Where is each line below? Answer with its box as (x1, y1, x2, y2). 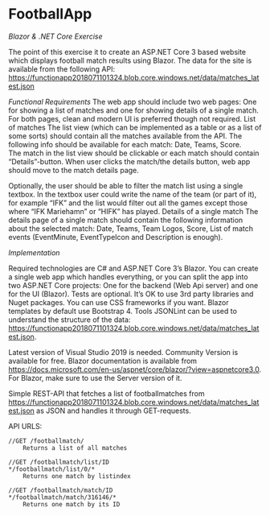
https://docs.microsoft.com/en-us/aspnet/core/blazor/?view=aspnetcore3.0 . (8, 364, 262, 374)
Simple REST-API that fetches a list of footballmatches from (8, 388, 205, 398)
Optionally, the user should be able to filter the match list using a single (8, 180, 243, 190)
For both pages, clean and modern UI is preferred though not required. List (8, 114, 256, 123)
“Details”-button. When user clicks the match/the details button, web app (8, 156, 251, 166)
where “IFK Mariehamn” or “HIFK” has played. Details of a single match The (8, 206, 259, 216)
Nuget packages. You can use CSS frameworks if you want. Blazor (8, 297, 229, 307)
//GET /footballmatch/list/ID (8, 458, 110, 466)
